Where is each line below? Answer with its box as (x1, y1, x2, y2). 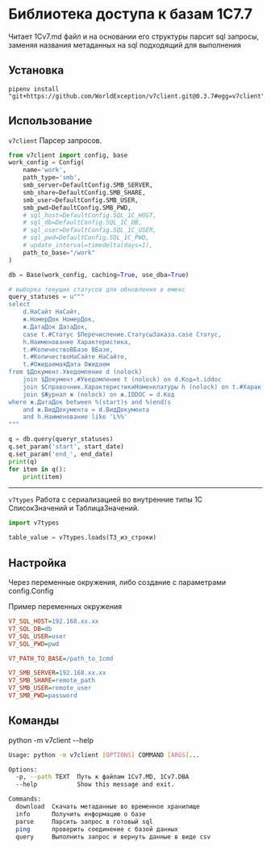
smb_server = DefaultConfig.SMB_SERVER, (23, 181, 153, 190)
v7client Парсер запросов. (8, 135, 102, 145)
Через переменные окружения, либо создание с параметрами (8, 578, 227, 586)
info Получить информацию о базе (15, 809, 147, 818)
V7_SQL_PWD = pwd (8, 640, 60, 648)
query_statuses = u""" (8, 292, 85, 301)
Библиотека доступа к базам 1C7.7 (8, 5, 252, 23)
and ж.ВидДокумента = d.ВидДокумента (23, 406, 150, 414)
